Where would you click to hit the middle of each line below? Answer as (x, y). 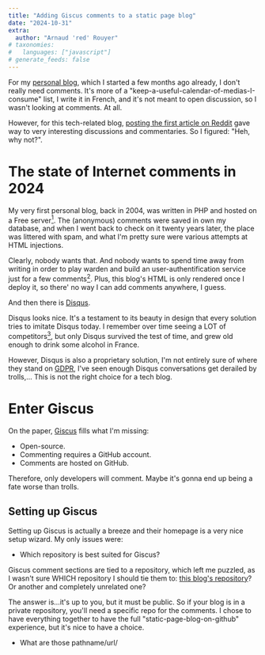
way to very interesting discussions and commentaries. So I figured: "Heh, (129, 131)
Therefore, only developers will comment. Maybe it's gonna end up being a (131, 478)
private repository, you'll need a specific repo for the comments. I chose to (130, 610)
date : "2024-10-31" (40, 23)
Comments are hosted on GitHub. (74, 463)
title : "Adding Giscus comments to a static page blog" (102, 15)
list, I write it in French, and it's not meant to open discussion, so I (150, 99)
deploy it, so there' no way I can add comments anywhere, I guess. (117, 288)
